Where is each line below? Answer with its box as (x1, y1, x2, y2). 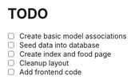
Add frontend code (18, 67, 81, 77)
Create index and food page (18, 49, 112, 59)
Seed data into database (18, 41, 100, 49)
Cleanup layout (18, 58, 69, 68)
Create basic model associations (18, 31, 127, 41)
